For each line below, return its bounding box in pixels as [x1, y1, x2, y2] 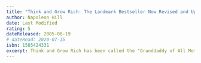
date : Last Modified [6, 20, 58, 26]
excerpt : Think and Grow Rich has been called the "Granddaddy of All [6, 48, 186, 54]
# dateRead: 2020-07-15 [6, 37, 66, 43]
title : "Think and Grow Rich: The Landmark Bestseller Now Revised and [6, 8, 188, 15]
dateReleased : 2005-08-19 [6, 31, 71, 37]
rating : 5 [6, 25, 31, 32]
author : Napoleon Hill [6, 14, 63, 20]
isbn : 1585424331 [6, 43, 50, 49]
